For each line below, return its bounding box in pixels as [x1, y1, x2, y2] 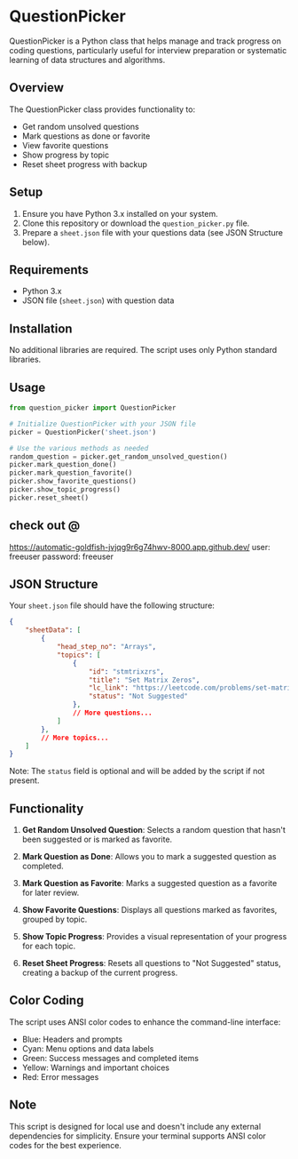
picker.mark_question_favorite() [9, 468, 133, 477]
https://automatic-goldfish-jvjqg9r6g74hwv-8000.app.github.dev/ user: [9, 541, 271, 552]
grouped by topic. [21, 914, 88, 925]
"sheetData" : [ [25, 626, 82, 635]
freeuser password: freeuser [9, 551, 114, 562]
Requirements [9, 262, 89, 277]
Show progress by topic [21, 149, 110, 160]
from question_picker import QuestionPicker [9, 404, 176, 412]
